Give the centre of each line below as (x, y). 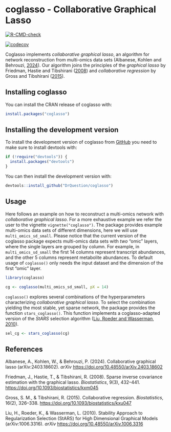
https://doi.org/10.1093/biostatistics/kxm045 (52, 388)
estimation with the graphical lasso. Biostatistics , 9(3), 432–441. (73, 382)
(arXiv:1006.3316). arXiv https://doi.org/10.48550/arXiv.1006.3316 (74, 424)
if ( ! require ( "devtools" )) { (36, 157)
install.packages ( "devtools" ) (42, 162)
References (24, 349)
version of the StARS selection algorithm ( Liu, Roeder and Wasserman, (80, 318)
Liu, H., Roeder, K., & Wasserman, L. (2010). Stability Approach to (74, 413)
